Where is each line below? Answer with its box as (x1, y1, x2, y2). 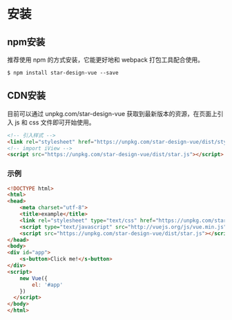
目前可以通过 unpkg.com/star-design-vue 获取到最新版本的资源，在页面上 (7, 109, 217, 117)
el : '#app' (32, 281, 64, 288)
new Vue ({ (19, 274, 48, 282)
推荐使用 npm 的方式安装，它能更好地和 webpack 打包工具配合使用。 (7, 56, 204, 64)
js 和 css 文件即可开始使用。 (14, 118, 95, 126)
